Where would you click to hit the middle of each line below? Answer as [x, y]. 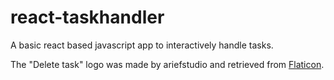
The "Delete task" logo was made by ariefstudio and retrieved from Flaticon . [167, 64]
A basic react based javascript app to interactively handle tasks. [142, 45]
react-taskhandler [87, 17]
